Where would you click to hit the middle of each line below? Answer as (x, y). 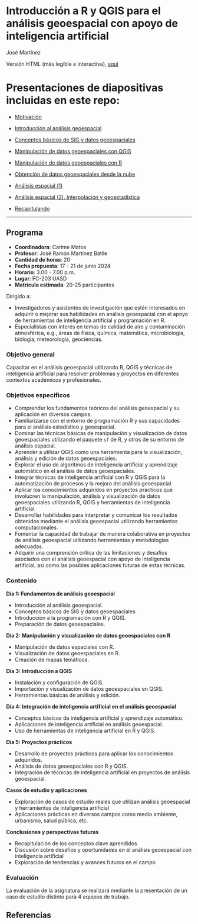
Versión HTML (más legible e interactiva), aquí (62, 64)
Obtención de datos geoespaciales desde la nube (75, 174)
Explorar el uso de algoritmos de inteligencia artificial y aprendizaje (96, 465)
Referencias (29, 915)
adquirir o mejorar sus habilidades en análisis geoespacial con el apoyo (101, 314)
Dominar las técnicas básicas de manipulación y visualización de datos (101, 433)
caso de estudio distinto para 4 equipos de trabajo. (68, 896)
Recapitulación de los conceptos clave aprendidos (76, 843)
